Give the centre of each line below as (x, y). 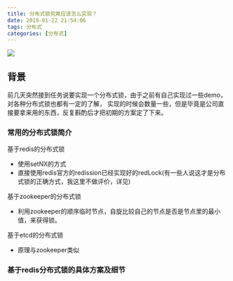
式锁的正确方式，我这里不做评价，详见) (74, 182)
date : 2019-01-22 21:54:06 (47, 20)
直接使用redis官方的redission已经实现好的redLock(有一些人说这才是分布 (121, 173)
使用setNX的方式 (42, 164)
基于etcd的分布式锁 (35, 235)
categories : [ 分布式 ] (37, 33)
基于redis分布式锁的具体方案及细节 (66, 270)
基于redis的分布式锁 (36, 149)
